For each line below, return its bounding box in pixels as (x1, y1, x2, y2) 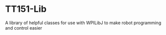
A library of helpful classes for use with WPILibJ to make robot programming (5, 20, 162, 26)
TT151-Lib (5, 3, 47, 15)
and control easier (5, 25, 43, 31)
